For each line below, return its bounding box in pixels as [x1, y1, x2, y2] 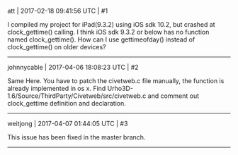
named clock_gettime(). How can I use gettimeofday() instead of [7, 35, 195, 44]
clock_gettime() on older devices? [7, 43, 106, 51]
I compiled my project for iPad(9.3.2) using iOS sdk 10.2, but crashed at [7, 20, 215, 28]
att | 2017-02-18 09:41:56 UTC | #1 [7, 7, 108, 15]
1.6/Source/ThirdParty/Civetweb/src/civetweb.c [7, 92, 147, 100]
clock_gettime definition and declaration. [7, 99, 126, 107]
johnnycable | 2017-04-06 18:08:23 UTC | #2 [7, 63, 140, 71]
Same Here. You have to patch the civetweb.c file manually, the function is [7, 77, 225, 85]
